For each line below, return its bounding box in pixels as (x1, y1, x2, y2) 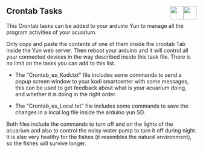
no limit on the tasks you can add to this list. (6, 59, 116, 67)
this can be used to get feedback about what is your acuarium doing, (14, 84, 187, 91)
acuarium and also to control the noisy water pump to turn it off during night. (6, 126, 197, 134)
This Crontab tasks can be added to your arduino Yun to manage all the (6, 22, 184, 29)
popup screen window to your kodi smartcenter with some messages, (14, 77, 189, 85)
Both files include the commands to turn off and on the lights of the (6, 120, 173, 128)
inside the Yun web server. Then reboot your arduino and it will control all (6, 47, 188, 54)
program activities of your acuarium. (6, 28, 97, 36)
